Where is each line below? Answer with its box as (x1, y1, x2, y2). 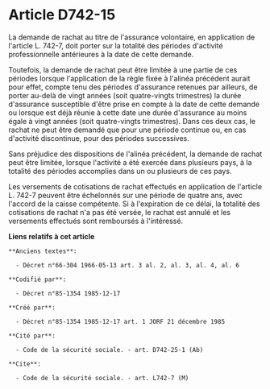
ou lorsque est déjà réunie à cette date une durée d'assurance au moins (8, 107, 247, 118)
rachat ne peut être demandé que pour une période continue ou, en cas (8, 125, 247, 134)
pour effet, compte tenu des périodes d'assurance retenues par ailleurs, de (8, 82, 258, 92)
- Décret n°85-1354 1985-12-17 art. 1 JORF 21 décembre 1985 (15, 317, 226, 325)
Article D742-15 (8, 6, 116, 24)
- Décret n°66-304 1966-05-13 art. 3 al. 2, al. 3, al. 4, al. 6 (15, 261, 240, 269)
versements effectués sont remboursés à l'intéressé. (8, 216, 184, 226)
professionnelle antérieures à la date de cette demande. (8, 49, 194, 59)
